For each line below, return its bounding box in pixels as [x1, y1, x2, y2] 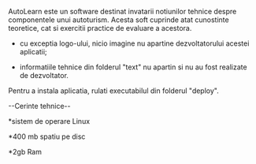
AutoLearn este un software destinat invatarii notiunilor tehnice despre [8, 7, 237, 16]
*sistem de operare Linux [8, 117, 91, 125]
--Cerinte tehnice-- [8, 102, 71, 110]
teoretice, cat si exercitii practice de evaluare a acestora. [8, 24, 192, 32]
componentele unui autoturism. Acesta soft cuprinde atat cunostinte [8, 15, 230, 24]
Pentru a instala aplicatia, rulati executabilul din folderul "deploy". [8, 86, 219, 95]
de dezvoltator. [19, 71, 69, 80]
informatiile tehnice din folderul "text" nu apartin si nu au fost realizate [19, 62, 247, 72]
